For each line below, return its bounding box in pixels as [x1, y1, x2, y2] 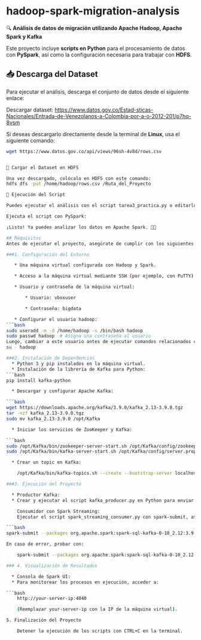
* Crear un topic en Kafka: [11, 459, 82, 465]
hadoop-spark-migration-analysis [6, 4, 180, 18]
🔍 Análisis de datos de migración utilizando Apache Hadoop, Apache [6, 24, 182, 31]
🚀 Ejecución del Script [6, 192, 66, 198]
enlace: [6, 94, 25, 101]
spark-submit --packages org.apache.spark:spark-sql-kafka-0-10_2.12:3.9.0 [6, 530, 199, 536]
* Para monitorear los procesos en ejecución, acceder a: [11, 579, 160, 585]
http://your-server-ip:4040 [17, 596, 87, 602]
